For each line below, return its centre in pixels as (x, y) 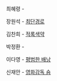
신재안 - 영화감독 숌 (28, 72)
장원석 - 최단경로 (26, 21)
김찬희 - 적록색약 (26, 34)
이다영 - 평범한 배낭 (28, 59)
